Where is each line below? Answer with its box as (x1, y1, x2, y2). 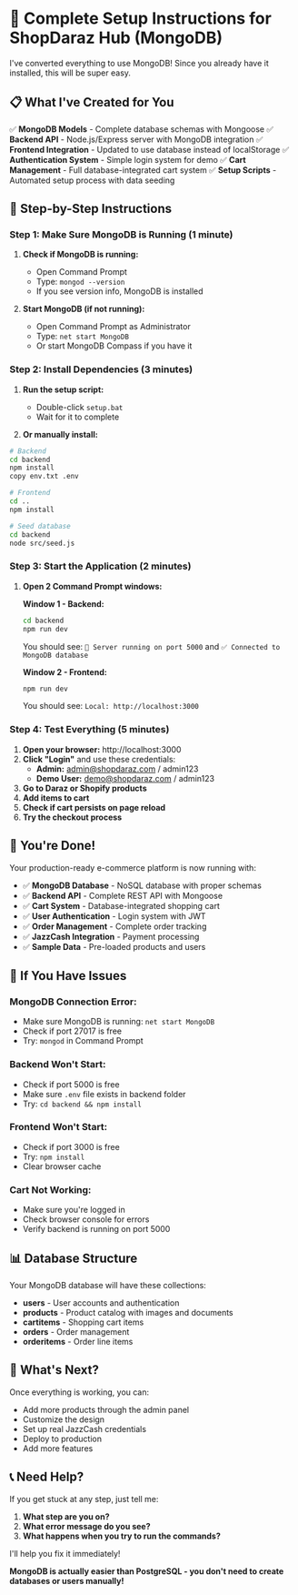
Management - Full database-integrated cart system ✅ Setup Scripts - (9, 164, 277, 176)
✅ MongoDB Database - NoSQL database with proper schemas (22, 880, 262, 891)
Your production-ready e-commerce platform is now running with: (9, 862, 257, 873)
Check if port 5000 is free (22, 1078, 120, 1090)
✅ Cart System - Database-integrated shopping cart (22, 900, 220, 911)
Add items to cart (22, 792, 90, 803)
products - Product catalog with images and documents (22, 1307, 233, 1317)
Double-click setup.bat (35, 401, 124, 412)
